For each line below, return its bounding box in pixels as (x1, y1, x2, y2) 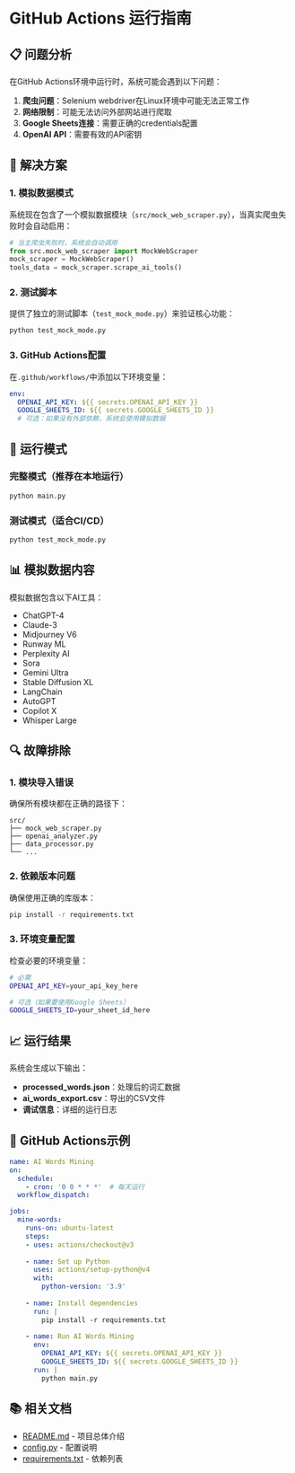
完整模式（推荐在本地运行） (9, 471, 129, 483)
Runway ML (22, 639, 66, 649)
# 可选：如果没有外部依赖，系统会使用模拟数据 (17, 414, 166, 423)
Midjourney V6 (22, 629, 78, 639)
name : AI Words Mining (9, 1157, 94, 1166)
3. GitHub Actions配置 (9, 349, 107, 362)
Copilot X (22, 705, 57, 716)
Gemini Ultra (22, 666, 69, 678)
